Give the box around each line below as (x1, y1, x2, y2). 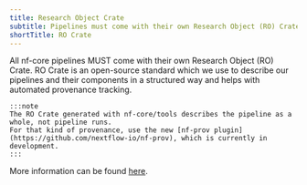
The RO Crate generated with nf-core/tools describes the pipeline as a (9, 110, 292, 119)
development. (9, 142, 59, 151)
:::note (9, 102, 39, 111)
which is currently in (181, 134, 268, 143)
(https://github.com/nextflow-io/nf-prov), (9, 134, 178, 143)
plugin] (213, 126, 244, 135)
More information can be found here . (9, 166, 148, 177)
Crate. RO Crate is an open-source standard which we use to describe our (9, 65, 290, 76)
